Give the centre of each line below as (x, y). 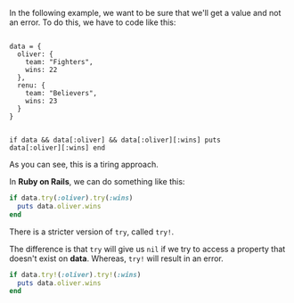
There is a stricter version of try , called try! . (92, 232)
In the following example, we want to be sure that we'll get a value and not (145, 13)
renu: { (32, 86)
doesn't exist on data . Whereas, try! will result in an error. (117, 258)
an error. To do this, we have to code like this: (93, 22)
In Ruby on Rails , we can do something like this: (97, 181)
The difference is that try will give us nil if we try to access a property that (147, 249)
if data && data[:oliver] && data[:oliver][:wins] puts (115, 140)
